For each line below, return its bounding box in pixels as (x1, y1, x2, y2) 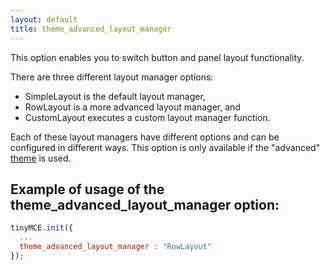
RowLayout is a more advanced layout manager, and (24, 101, 241, 113)
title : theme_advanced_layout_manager (10, 24, 172, 34)
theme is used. (10, 152, 72, 164)
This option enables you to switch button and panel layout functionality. (10, 51, 305, 63)
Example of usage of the (10, 181, 165, 198)
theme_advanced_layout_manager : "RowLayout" (19, 242, 213, 252)
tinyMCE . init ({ (10, 223, 74, 233)
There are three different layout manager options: (10, 71, 214, 83)
